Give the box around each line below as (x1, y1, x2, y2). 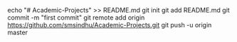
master (7, 28, 28, 36)
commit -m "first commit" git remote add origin (7, 13, 145, 22)
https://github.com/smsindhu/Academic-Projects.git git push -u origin (7, 21, 212, 29)
